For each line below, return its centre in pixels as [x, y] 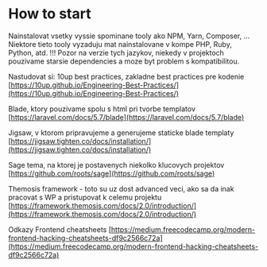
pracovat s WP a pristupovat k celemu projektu [85, 197]
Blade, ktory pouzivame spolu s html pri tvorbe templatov [102, 109]
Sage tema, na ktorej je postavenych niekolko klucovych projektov [116, 164]
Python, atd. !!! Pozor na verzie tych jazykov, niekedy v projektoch [116, 52]
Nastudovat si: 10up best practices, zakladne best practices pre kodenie [126, 76]
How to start [50, 14]
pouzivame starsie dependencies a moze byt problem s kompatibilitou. [124, 61]
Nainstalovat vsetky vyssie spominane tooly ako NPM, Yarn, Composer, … [129, 36]
